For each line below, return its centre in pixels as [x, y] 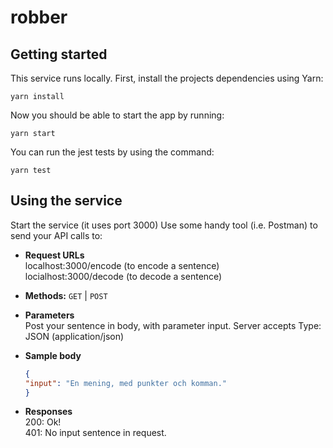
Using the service [66, 201]
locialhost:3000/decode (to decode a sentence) [123, 276]
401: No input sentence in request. [95, 433]
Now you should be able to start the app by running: [117, 115]
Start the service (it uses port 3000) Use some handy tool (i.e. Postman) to [164, 225]
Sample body [53, 355]
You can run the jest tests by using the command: [112, 152]
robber [39, 17]
